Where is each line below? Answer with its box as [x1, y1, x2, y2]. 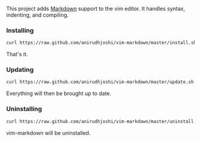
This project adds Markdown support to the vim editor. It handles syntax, [6, 5, 185, 12]
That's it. [6, 51, 28, 58]
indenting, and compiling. [6, 11, 69, 19]
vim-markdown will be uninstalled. [6, 129, 91, 136]
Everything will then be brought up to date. [6, 90, 112, 97]
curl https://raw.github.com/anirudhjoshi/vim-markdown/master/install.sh [6, 40, 197, 46]
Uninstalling [6, 105, 42, 113]
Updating [6, 66, 34, 74]
